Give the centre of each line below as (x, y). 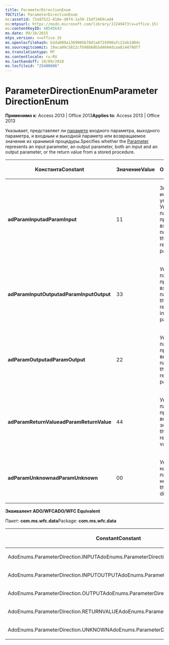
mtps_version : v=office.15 (33, 38)
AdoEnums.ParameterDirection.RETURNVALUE (63, 612)
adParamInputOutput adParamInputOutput (59, 294)
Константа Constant (60, 170)
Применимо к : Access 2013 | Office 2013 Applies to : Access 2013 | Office (82, 116)
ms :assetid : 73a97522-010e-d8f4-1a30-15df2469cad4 (59, 19)
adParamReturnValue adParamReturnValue (60, 422)
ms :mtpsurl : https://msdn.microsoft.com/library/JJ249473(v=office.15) (82, 24)
